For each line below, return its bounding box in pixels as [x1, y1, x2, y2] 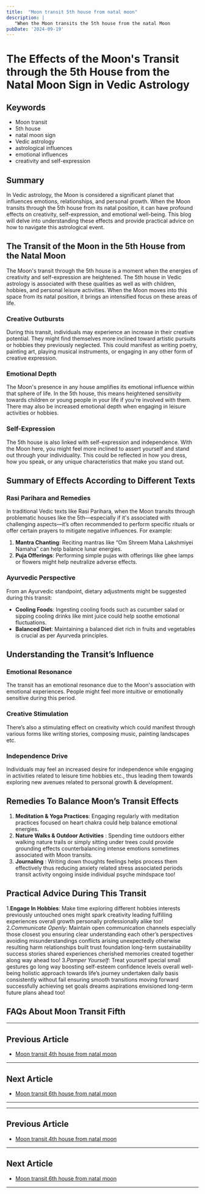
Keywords [6, 102, 46, 113]
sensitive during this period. [6, 695, 76, 702]
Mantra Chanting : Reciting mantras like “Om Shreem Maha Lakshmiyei [15, 539, 193, 546]
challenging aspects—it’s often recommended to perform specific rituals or [6, 521, 195, 528]
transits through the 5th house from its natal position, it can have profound [6, 204, 193, 212]
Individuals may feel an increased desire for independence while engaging [6, 766, 193, 773]
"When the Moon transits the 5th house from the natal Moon [14, 20, 171, 26]
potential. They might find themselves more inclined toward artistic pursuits [6, 335, 196, 342]
